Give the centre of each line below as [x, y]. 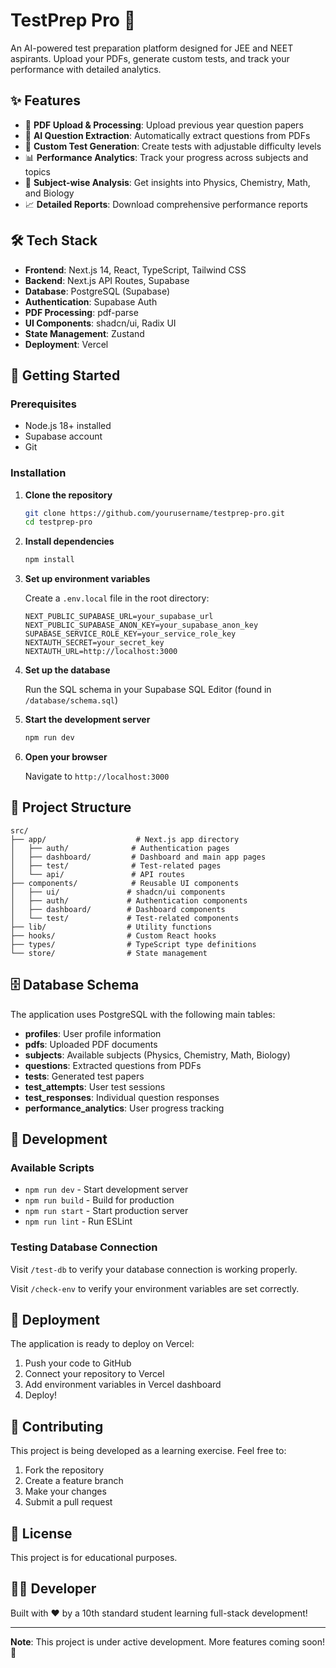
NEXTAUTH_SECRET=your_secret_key [94, 643]
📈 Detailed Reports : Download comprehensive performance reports [166, 204]
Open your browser [66, 757]
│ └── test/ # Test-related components [125, 918]
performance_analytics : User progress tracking [124, 1108]
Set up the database [67, 670]
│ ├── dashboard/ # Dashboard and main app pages [138, 857]
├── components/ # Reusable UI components [125, 883]
